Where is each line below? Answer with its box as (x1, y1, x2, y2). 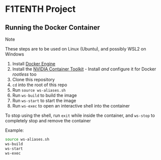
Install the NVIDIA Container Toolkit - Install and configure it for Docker (12, 66, 157, 72)
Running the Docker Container (5, 23, 100, 32)
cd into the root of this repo (12, 82, 67, 88)
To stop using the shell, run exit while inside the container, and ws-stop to (5, 112, 155, 118)
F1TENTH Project (5, 3, 76, 15)
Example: (5, 127, 24, 133)
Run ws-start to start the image (12, 98, 76, 104)
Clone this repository (12, 77, 55, 82)
